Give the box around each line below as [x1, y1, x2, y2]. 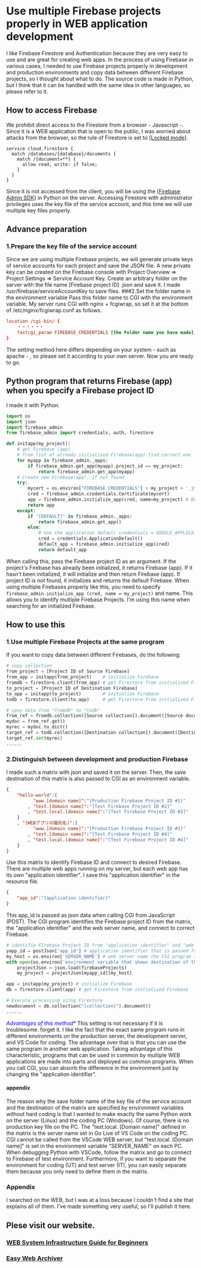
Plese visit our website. [6, 1220, 95, 1230]
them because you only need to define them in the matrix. [6, 1168, 149, 1175]
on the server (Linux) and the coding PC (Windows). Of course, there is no [6, 1117, 190, 1124]
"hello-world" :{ [17, 792, 58, 798]
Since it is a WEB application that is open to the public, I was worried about [6, 127, 191, 134]
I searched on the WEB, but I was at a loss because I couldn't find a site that [6, 1197, 194, 1204]
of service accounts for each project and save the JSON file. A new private [6, 262, 191, 270]
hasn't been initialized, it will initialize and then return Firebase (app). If [6, 570, 181, 578]
